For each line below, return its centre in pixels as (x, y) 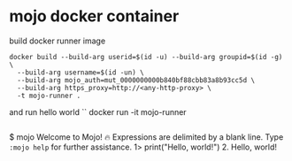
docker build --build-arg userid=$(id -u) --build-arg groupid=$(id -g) (146, 57)
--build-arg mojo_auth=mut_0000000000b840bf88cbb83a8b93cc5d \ (136, 80)
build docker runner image (58, 41)
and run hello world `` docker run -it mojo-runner (98, 111)
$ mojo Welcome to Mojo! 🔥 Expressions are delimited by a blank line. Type (146, 137)
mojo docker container (94, 16)
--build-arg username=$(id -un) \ (81, 73)
